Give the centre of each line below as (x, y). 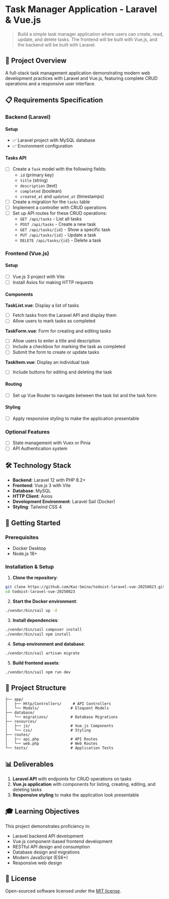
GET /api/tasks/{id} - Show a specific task (65, 229)
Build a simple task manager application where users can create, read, (90, 34)
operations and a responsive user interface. (50, 83)
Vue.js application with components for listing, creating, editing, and (84, 784)
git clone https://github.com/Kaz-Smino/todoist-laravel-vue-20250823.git (85, 587)
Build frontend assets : (36, 663)
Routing (14, 384)
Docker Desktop (29, 548)
